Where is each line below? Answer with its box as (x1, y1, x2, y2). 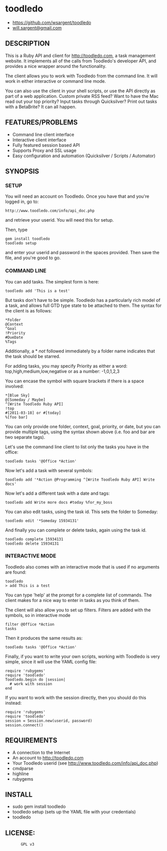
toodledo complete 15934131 (5, 537, 64, 542)
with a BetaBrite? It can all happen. (5, 103, 76, 110)
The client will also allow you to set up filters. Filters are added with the (5, 607, 151, 613)
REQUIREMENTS (5, 736, 57, 745)
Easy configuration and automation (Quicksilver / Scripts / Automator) (12, 153, 156, 159)
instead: (5, 700, 22, 706)
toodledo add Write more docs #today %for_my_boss (5, 500, 113, 505)
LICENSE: (5, 829, 35, 837)
